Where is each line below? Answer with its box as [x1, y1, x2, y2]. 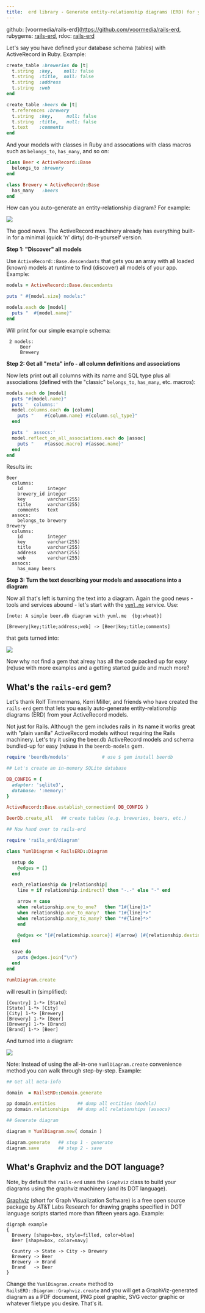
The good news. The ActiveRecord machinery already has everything [6, 227, 181, 235]
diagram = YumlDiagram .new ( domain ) [6, 1129, 103, 1135]
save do [12, 949, 32, 955]
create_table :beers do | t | [6, 101, 78, 107]
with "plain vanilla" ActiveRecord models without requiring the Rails [6, 729, 176, 737]
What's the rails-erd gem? [6, 682, 112, 692]
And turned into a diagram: [6, 1037, 74, 1044]
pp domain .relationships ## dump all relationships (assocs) [6, 1106, 171, 1113]
